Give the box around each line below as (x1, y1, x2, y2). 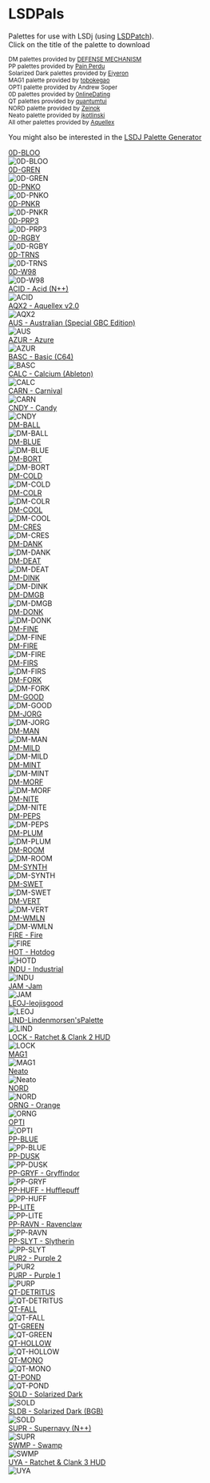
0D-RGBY (8, 233, 41, 242)
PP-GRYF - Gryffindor (8, 1168, 80, 1177)
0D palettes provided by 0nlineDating (8, 90, 110, 98)
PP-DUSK (8, 1151, 40, 1160)
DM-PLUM (8, 828, 44, 837)
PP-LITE (8, 1202, 35, 1212)
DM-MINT (8, 760, 42, 769)
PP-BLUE (8, 1134, 38, 1144)
